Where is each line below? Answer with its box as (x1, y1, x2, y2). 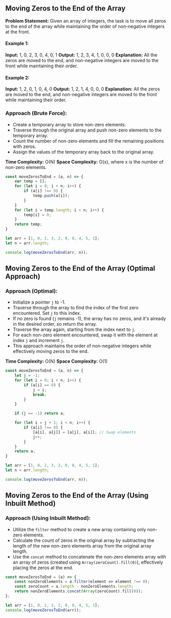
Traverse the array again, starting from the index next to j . (12, 326, 136, 333)
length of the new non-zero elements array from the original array (12, 542, 152, 549)
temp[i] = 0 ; (24, 212, 52, 217)
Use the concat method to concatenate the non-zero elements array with (12, 553, 166, 559)
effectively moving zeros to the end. (12, 348, 89, 354)
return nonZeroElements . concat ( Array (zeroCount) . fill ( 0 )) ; (14, 589, 143, 594)
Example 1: (5, 41, 29, 47)
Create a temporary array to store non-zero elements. (12, 121, 126, 127)
